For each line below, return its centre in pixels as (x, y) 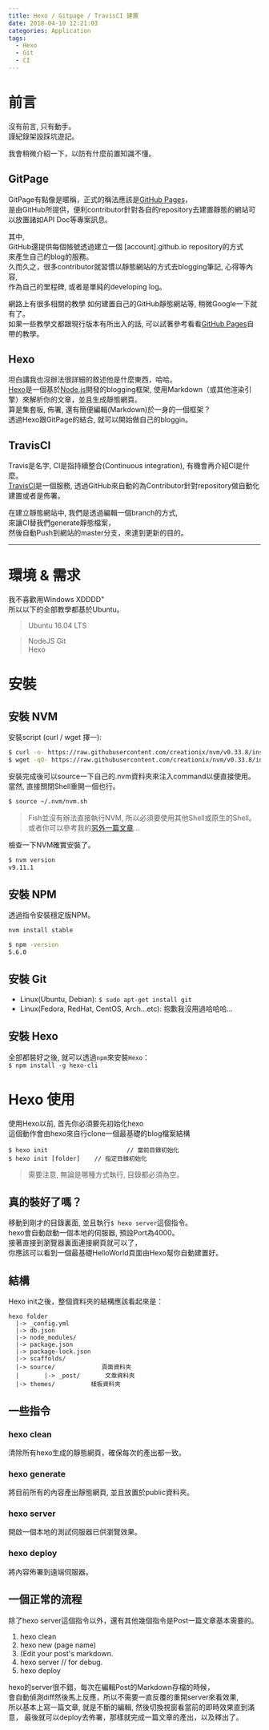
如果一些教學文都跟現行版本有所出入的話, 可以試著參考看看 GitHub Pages (128, 323)
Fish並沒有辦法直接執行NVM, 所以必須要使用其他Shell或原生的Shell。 (142, 818)
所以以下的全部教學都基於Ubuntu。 (66, 609)
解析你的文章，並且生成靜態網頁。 (85, 400)
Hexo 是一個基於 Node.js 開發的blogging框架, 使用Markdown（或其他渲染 (127, 390)
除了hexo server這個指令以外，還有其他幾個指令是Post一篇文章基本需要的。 (133, 1620)
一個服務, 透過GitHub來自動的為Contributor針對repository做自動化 (151, 486)
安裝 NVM (33, 716)
